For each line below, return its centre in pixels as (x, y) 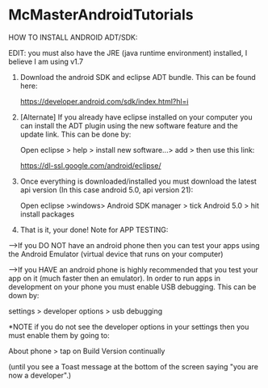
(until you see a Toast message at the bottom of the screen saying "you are (133, 366)
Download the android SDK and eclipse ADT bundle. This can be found (138, 77)
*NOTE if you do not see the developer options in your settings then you (129, 327)
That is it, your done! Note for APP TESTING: (94, 230)
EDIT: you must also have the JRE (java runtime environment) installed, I (128, 53)
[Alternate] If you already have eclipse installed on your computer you (136, 117)
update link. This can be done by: (75, 134)
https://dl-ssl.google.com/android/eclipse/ (90, 165)
